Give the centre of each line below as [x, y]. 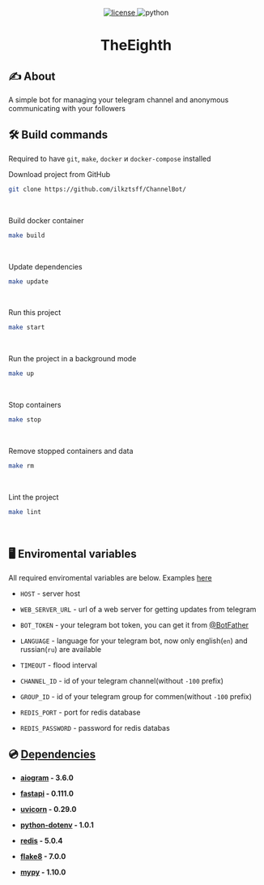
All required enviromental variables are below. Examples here [110, 577]
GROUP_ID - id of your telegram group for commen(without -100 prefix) [136, 696]
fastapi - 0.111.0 [47, 794]
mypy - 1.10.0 [43, 872]
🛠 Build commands [58, 135]
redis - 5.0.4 [41, 841]
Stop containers [35, 405]
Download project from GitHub [60, 174]
